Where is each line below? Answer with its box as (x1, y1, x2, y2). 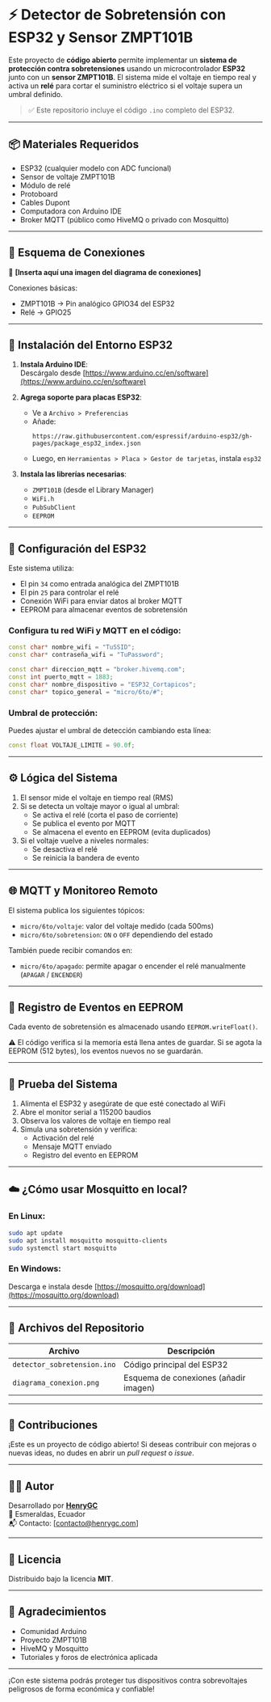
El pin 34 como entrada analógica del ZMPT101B (19, 579, 180, 589)
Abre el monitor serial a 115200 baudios (19, 1107, 152, 1117)
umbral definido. (8, 89, 63, 99)
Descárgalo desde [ (19, 368, 86, 378)
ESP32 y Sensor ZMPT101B (8, 28, 194, 47)
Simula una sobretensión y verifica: (19, 1124, 138, 1134)
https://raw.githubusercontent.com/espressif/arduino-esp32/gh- (31, 433, 253, 441)
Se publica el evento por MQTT (31, 818, 136, 828)
